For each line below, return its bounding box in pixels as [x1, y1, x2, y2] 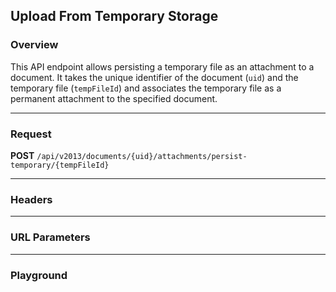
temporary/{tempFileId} [10, 160, 110, 170]
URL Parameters [10, 230, 91, 244]
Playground [10, 268, 68, 282]
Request [10, 127, 52, 141]
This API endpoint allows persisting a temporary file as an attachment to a [10, 60, 315, 73]
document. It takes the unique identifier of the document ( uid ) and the [10, 71, 299, 83]
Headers [10, 192, 53, 206]
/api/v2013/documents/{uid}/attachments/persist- [36, 151, 248, 161]
